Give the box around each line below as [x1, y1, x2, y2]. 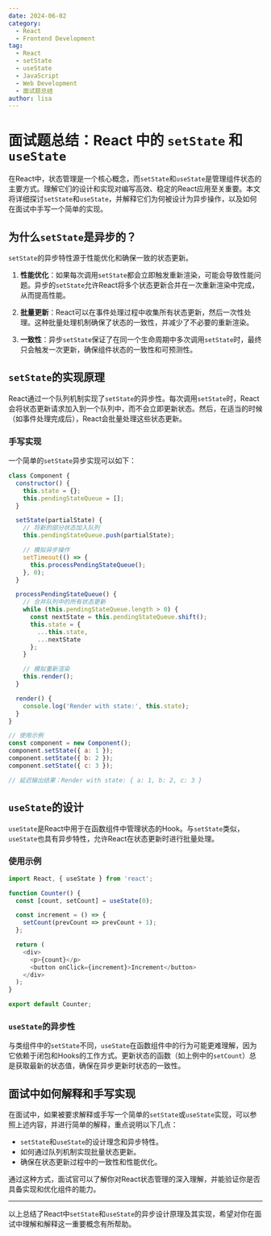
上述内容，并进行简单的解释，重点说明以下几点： [15, 1120, 178, 1130]
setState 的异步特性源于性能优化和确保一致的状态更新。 [8, 253, 194, 262]
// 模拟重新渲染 [23, 665, 70, 674]
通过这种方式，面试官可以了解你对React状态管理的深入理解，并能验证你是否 [8, 1175, 261, 1184]
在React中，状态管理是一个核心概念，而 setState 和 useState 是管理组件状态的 [8, 174, 262, 184]
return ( [15, 941, 45, 949]
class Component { [8, 472, 70, 480]
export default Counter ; [8, 1000, 92, 1008]
